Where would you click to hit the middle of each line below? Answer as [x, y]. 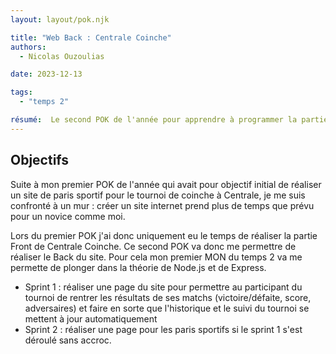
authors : [28, 47]
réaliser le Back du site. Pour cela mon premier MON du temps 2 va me [156, 257]
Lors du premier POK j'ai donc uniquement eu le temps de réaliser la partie [164, 235]
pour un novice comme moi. [68, 216]
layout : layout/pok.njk [60, 19]
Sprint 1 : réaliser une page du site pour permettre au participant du [163, 287]
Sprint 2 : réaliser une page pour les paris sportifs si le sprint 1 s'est [163, 329]
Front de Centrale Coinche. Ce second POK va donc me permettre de [153, 246]
